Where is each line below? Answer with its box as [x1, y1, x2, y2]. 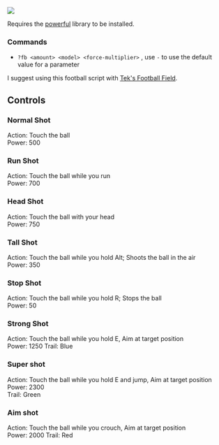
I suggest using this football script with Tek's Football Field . [7, 74, 178, 82]
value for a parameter [17, 60, 80, 69]
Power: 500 [7, 138, 40, 147]
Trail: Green [7, 390, 41, 398]
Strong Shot [7, 319, 49, 328]
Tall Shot [7, 238, 38, 247]
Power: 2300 [7, 383, 45, 391]
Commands [7, 37, 47, 47]
